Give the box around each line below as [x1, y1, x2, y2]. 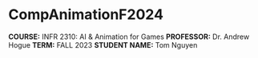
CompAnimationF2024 [8, 6, 164, 24]
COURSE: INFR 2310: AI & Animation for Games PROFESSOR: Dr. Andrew [8, 32, 250, 41]
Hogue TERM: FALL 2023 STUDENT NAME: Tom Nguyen [8, 40, 198, 49]
